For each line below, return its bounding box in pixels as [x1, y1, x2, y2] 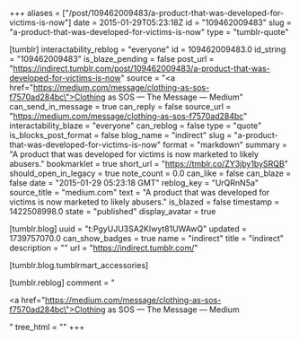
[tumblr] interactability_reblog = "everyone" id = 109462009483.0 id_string [9, 44, 286, 55]
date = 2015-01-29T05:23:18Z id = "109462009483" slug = [73, 17, 292, 28]
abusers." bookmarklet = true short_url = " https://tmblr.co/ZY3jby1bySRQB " [9, 159, 289, 169]
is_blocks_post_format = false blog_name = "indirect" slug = [9, 130, 233, 140]
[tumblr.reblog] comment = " [9, 277, 115, 288]
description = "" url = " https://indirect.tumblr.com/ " [9, 242, 198, 253]
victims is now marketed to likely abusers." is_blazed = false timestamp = [9, 196, 280, 207]
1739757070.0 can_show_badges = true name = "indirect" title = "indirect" [9, 233, 285, 243]
